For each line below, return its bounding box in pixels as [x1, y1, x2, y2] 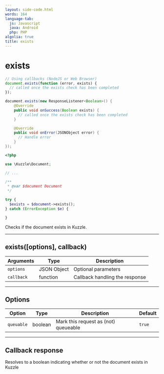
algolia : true [5, 35, 34, 40]
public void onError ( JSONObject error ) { [14, 130, 99, 135]
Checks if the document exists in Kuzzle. [5, 224, 87, 230]
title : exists [5, 39, 34, 44]
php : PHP [9, 30, 27, 35]
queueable [56, 324, 81, 331]
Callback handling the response [73, 274, 146, 280]
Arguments [7, 257, 34, 264]
